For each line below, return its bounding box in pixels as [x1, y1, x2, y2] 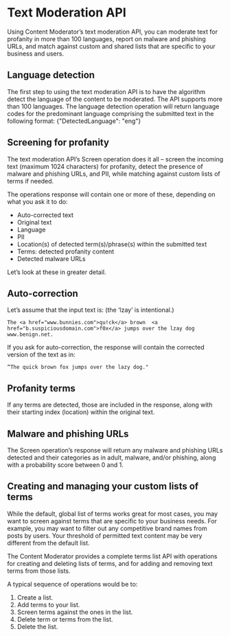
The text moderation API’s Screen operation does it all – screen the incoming [7, 155, 224, 163]
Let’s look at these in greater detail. [7, 268, 106, 276]
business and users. [7, 49, 64, 58]
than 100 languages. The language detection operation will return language [7, 102, 220, 111]
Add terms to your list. [16, 600, 80, 609]
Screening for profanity [7, 137, 110, 148]
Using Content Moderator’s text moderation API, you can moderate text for [7, 27, 218, 36]
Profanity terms [7, 383, 76, 394]
